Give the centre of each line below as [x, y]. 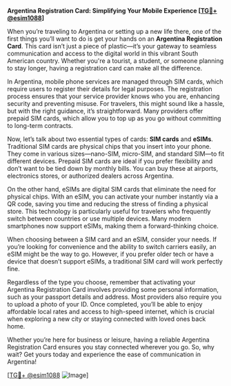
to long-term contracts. [40, 126]
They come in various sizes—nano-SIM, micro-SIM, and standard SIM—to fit [116, 154]
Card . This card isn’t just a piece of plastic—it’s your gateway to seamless [112, 46]
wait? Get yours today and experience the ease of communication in [104, 354]
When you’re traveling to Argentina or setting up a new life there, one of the [114, 31]
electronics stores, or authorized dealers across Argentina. [91, 176]
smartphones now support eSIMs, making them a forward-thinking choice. [113, 226]
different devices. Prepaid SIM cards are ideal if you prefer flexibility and [110, 161]
